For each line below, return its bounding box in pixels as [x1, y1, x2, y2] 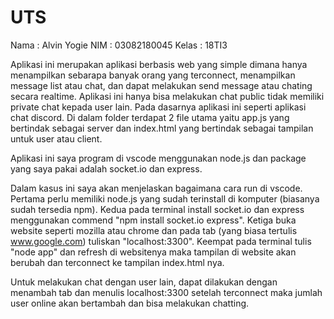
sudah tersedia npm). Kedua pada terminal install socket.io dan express [10, 203, 305, 215]
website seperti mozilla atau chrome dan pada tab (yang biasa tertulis [10, 224, 298, 236]
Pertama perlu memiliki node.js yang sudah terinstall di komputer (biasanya [10, 192, 320, 205]
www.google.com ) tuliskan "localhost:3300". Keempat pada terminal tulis [10, 235, 312, 247]
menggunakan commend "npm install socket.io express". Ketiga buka [10, 214, 297, 226]
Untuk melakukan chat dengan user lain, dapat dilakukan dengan [10, 276, 278, 288]
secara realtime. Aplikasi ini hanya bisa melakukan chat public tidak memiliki [10, 90, 325, 102]
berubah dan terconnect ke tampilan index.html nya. [10, 256, 225, 268]
